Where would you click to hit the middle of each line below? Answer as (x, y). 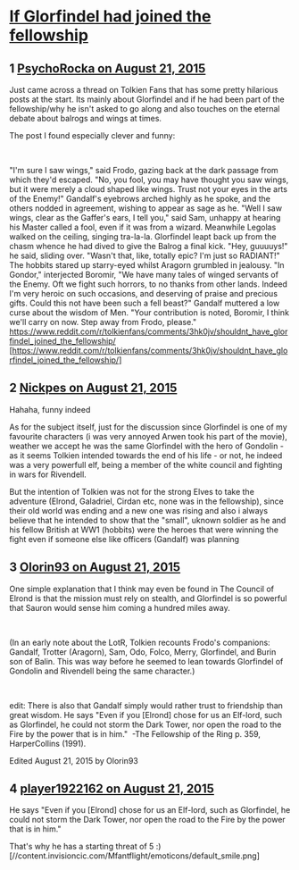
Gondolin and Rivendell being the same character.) (102, 671)
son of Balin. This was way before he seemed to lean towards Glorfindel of (146, 661)
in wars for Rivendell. (48, 474)
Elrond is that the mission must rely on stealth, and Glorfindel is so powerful (148, 598)
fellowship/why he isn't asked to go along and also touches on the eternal (145, 109)
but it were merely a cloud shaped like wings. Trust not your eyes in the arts (149, 189)
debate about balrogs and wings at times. (86, 118)
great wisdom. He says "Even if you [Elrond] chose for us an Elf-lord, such (146, 715)
